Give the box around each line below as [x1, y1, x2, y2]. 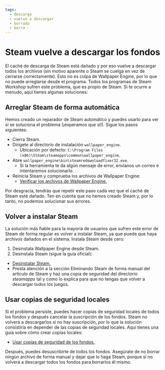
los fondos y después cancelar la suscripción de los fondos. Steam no [5, 313, 148, 320]
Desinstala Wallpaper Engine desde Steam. [12, 246, 100, 251]
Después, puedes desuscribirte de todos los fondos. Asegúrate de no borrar [5, 348, 160, 354]
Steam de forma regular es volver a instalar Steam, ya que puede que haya [5, 231, 157, 237]
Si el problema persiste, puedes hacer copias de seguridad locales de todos [5, 308, 160, 314]
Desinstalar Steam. [12, 260, 51, 266]
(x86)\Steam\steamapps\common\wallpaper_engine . [19, 152, 121, 158]
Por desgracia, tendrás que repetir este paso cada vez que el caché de [5, 187, 149, 193]
